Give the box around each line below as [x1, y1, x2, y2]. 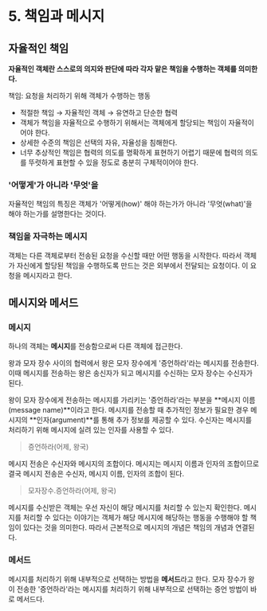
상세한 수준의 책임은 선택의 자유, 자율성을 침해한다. [19, 138, 178, 147]
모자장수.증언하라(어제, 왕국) [27, 486, 117, 495]
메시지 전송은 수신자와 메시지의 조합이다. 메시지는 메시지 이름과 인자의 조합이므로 [8, 459, 260, 468]
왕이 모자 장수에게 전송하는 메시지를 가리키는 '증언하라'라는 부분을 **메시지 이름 [8, 395, 256, 405]
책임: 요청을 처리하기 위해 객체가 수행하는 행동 [8, 91, 151, 100]
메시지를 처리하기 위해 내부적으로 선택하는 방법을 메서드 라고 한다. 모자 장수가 [8, 574, 247, 584]
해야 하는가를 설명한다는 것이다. [8, 209, 107, 219]
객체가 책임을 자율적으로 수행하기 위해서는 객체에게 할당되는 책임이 [19, 118, 227, 127]
